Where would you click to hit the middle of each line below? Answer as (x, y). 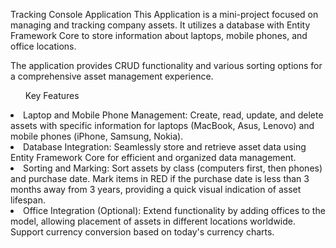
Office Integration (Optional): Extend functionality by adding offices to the (174, 210)
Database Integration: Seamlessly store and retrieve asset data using (165, 147)
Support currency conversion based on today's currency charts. (142, 232)
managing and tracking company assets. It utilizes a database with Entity (160, 25)
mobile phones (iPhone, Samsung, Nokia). (97, 136)
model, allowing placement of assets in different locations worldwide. (153, 221)
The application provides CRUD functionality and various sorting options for (166, 65)
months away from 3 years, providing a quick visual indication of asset (156, 189)
